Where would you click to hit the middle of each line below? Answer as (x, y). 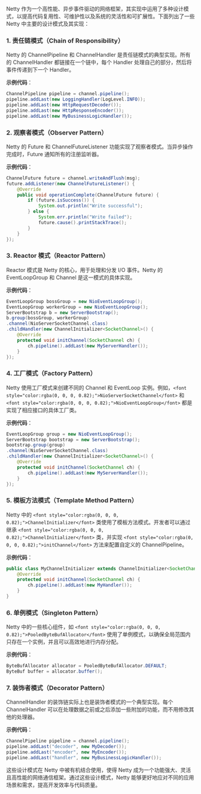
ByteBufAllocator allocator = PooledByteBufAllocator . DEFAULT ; (87, 666)
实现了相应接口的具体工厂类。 (43, 410)
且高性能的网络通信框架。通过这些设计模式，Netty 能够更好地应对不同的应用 (100, 777)
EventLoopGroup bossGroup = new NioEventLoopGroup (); (75, 301)
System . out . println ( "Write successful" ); (91, 206)
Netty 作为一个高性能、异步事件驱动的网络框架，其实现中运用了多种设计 (95, 9)
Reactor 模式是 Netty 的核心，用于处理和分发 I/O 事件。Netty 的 (85, 270)
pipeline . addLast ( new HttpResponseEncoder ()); (65, 110)
